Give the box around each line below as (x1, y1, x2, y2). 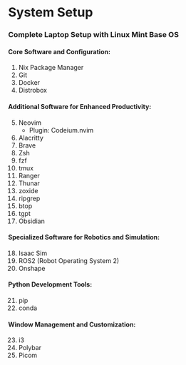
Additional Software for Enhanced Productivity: (8, 102, 152, 110)
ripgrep (18, 194, 41, 202)
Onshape (18, 264, 46, 272)
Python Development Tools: (8, 280, 93, 289)
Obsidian (18, 217, 45, 225)
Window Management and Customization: (8, 320, 136, 329)
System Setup (8, 4, 93, 21)
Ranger (18, 171, 40, 180)
